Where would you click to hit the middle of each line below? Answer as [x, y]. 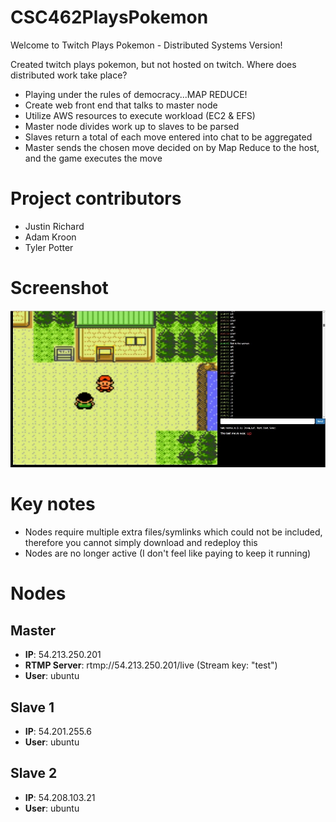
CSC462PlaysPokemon [109, 17]
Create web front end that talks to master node [121, 105]
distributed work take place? [69, 75]
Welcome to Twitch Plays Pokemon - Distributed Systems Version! [146, 45]
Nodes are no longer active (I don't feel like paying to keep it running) [168, 553]
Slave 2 [34, 773]
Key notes [53, 504]
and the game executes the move [93, 158]
